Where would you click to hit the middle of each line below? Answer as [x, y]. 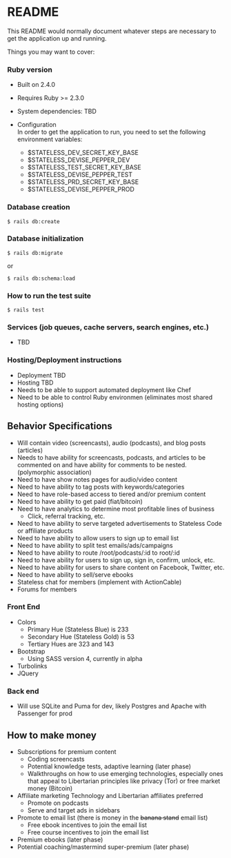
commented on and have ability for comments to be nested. [102, 464]
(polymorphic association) [54, 472]
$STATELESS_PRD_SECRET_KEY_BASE [83, 182]
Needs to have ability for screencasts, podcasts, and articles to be [111, 457]
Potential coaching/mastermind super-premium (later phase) [103, 847]
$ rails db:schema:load [41, 278]
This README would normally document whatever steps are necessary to [112, 31]
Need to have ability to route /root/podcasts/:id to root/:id [99, 553]
